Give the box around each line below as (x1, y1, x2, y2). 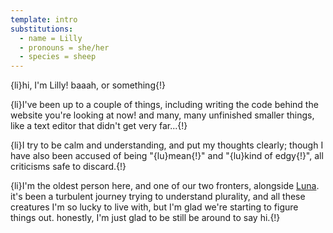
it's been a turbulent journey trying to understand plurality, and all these (10, 191, 306, 203)
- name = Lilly (19, 33, 83, 43)
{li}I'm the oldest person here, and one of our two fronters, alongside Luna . (10, 180, 320, 192)
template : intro (10, 14, 78, 25)
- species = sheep (19, 52, 97, 62)
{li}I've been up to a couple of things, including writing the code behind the (10, 99, 319, 111)
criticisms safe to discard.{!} (10, 161, 127, 173)
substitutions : (10, 24, 74, 34)
